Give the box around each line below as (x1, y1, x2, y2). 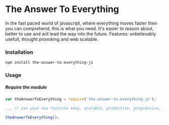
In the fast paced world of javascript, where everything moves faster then (5, 20, 157, 26)
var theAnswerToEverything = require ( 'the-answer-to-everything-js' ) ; (5, 97, 156, 102)
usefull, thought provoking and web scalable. (5, 36, 99, 42)
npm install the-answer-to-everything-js (5, 60, 94, 65)
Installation (5, 49, 34, 56)
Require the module (5, 84, 47, 90)
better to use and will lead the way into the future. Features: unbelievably (5, 31, 156, 37)
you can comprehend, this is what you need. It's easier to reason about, (5, 25, 154, 31)
